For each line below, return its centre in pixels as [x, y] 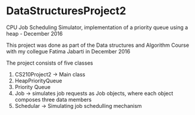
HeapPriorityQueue [38, 81]
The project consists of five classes [50, 63]
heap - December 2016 [34, 33]
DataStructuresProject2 [66, 11]
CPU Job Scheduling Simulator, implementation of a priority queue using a [97, 27]
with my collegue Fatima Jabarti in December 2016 [68, 51]
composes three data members [53, 100]
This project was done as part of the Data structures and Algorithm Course [97, 45]
